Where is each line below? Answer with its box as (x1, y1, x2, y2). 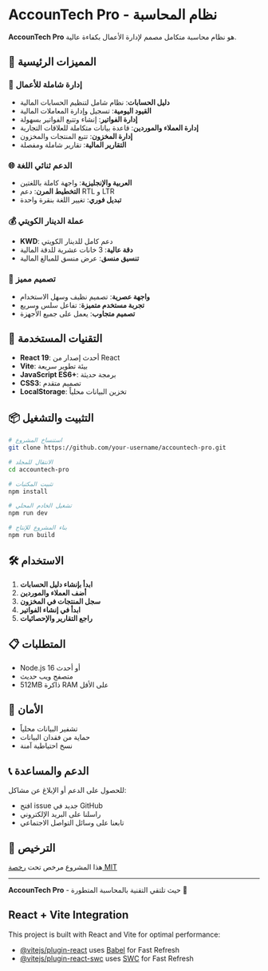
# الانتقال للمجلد (8, 458, 53, 466)
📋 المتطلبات (8, 638, 66, 651)
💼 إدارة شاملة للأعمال (8, 79, 82, 90)
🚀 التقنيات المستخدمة (8, 332, 103, 345)
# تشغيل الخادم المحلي (8, 502, 73, 510)
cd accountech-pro (8, 465, 69, 473)
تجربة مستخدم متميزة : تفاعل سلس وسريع (19, 300, 145, 309)
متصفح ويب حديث (19, 671, 73, 681)
